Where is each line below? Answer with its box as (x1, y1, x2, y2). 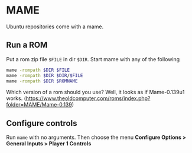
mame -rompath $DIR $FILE (6, 67, 70, 73)
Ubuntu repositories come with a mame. (6, 23, 104, 30)
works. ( (6, 95, 27, 102)
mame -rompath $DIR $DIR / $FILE (6, 72, 83, 78)
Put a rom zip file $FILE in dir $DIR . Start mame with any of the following (6, 55, 180, 62)
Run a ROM (6, 40, 48, 50)
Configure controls (6, 118, 77, 128)
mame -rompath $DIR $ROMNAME (6, 78, 78, 84)
